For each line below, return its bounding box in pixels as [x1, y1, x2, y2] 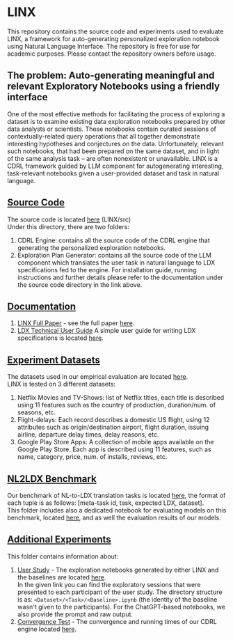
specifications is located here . [17, 334, 104, 342]
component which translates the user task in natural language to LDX [17, 258, 216, 267]
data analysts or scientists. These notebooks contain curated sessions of [7, 125, 217, 133]
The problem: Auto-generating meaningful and [7, 70, 215, 81]
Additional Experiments [7, 533, 111, 545]
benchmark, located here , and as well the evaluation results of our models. [7, 513, 221, 522]
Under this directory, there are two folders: [7, 222, 130, 231]
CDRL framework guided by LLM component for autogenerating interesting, [7, 162, 224, 170]
